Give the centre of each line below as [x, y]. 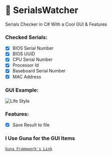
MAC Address [27, 76]
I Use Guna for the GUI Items [40, 138]
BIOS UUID [24, 54]
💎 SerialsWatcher [42, 10]
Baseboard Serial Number [39, 71]
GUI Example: [22, 90]
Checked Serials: [26, 37]
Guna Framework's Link [29, 149]
